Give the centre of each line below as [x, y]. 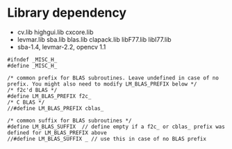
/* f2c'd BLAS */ [32, 90]
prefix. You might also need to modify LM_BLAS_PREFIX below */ [102, 84]
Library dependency [67, 13]
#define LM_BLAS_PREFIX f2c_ [49, 96]
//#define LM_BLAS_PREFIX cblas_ [56, 108]
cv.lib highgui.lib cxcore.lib [55, 32]
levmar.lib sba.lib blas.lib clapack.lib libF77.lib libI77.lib [94, 39]
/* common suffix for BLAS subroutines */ [69, 120]
